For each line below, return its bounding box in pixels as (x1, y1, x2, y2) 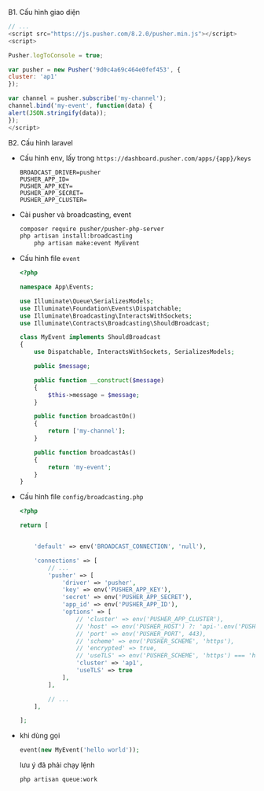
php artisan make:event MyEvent (34, 240, 140, 248)
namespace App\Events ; (19, 283, 94, 291)
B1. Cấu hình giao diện (8, 8, 80, 17)
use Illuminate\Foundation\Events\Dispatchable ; (19, 304, 182, 312)
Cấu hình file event (19, 254, 81, 263)
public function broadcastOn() (34, 413, 137, 421)
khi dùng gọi (19, 731, 60, 741)
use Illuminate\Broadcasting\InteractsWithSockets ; (19, 311, 192, 320)
